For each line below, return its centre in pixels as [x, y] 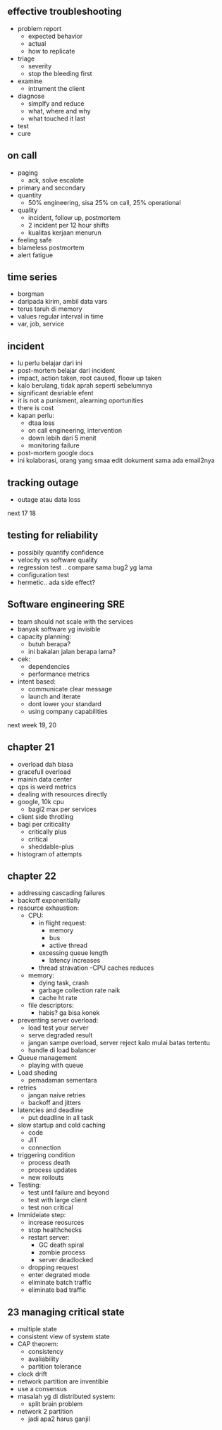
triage [26, 58]
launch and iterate [54, 696]
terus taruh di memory [50, 309]
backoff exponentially [49, 901]
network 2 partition [45, 1412]
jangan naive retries [57, 1095]
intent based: [37, 681]
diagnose [31, 96]
